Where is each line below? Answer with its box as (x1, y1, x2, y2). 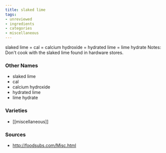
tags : (5, 12, 16, 17)
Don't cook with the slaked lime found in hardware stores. (5, 49, 124, 55)
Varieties (5, 107, 27, 114)
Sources (5, 131, 26, 138)
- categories (5, 26, 32, 31)
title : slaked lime (5, 7, 46, 12)
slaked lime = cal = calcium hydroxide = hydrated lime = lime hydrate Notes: (5, 44, 161, 50)
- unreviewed (5, 16, 32, 21)
